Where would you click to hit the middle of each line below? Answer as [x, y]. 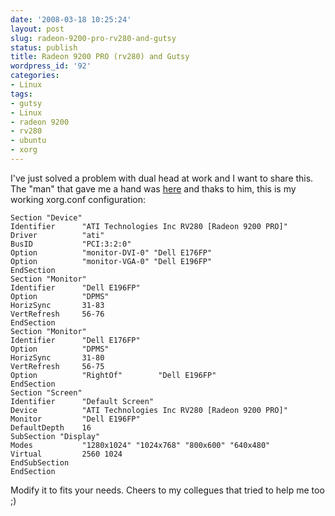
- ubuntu [28, 141]
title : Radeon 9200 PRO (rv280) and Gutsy [100, 57]
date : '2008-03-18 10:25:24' [71, 19]
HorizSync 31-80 [57, 357]
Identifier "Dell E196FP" [75, 287]
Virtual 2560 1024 [66, 454]
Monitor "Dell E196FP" [75, 419]
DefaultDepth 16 [51, 427]
